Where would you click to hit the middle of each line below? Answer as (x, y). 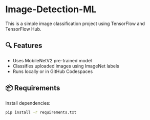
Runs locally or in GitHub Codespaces (53, 71)
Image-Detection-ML (51, 9)
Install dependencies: (28, 103)
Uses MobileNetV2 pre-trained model (52, 60)
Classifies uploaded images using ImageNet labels (66, 66)
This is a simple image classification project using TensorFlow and (75, 23)
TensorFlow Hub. (24, 29)
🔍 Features (24, 46)
